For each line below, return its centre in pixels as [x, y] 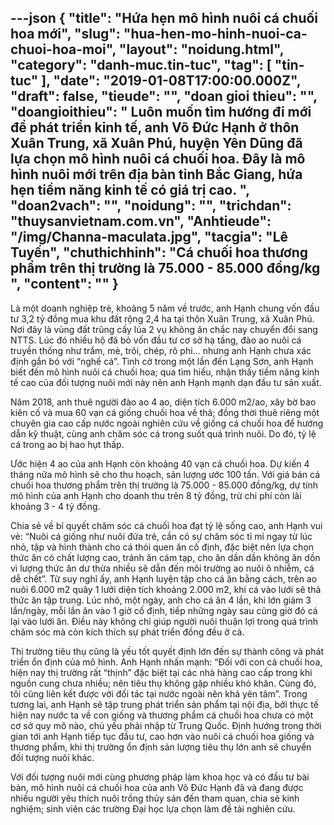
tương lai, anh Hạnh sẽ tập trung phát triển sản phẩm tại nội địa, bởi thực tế [164, 704]
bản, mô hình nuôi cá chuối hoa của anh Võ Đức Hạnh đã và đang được [157, 787]
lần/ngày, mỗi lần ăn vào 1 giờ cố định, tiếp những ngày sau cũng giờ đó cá [164, 610]
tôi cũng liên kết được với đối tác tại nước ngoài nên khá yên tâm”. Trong [159, 693]
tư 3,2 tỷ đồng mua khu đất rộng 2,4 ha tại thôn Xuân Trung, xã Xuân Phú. [162, 318]
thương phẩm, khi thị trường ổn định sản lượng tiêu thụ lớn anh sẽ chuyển [161, 747]
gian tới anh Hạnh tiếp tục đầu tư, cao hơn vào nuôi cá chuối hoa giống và [162, 736]
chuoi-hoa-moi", [63, 49]
